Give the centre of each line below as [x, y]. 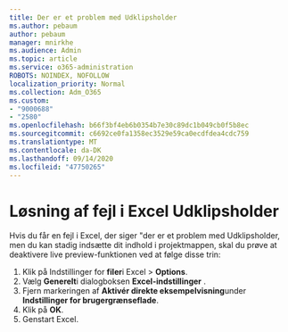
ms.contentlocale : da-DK [55, 150]
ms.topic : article [43, 59]
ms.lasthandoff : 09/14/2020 [62, 158]
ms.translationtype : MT [53, 142]
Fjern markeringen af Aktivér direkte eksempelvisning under [134, 291]
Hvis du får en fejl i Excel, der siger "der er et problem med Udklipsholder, [145, 236]
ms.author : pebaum [43, 26]
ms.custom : [29, 100]
